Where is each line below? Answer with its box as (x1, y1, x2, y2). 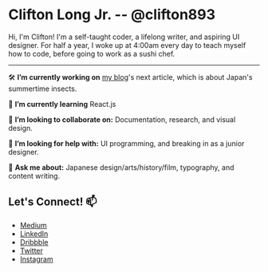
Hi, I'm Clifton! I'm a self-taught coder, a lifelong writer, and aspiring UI (8, 32, 240, 41)
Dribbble (19, 237, 49, 246)
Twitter (19, 246, 44, 255)
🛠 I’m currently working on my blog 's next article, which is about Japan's (8, 72, 253, 81)
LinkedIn (19, 229, 49, 238)
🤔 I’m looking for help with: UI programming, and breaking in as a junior (8, 138, 245, 148)
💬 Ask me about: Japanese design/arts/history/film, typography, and (8, 162, 235, 172)
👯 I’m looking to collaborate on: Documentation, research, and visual (8, 114, 236, 124)
